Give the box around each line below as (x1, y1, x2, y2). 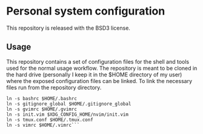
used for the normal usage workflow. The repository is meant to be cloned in (6, 64, 198, 72)
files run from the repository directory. (6, 84, 102, 91)
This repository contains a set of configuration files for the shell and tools (6, 58, 190, 65)
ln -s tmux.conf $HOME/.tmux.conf (6, 116, 94, 122)
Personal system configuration (6, 4, 165, 18)
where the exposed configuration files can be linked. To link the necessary (6, 77, 193, 84)
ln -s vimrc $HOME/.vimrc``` (6, 122, 80, 128)
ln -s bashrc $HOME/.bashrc (6, 95, 78, 101)
